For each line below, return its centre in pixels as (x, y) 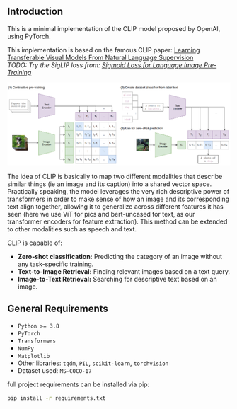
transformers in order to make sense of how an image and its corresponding (118, 199)
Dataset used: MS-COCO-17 (54, 371)
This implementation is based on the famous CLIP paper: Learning (104, 50)
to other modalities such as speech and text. (72, 229)
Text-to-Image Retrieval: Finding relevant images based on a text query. (124, 271)
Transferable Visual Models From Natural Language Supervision (100, 57)
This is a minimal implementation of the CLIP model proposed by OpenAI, (114, 28)
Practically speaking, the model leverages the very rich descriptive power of (118, 191)
